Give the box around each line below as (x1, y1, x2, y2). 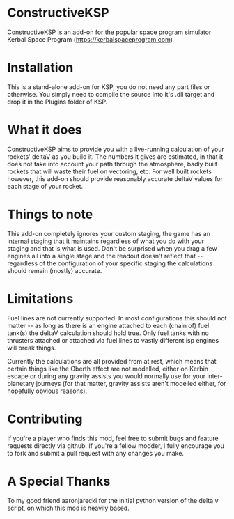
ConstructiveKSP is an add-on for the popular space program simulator (7, 28, 212, 36)
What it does (7, 122, 82, 138)
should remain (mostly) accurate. (7, 266, 102, 274)
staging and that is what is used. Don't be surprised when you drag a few (7, 244, 217, 252)
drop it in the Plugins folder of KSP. (7, 98, 108, 106)
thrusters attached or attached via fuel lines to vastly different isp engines (7, 336, 219, 344)
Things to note (7, 207, 93, 222)
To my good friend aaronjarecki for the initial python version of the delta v (7, 496, 219, 504)
